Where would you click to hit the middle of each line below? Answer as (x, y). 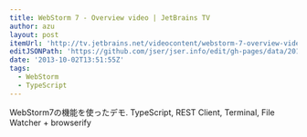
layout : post (34, 34)
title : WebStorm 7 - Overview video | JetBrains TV (110, 18)
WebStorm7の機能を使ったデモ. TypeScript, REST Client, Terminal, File (143, 112)
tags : (20, 69)
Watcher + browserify (50, 122)
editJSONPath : (37, 52)
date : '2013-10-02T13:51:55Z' (67, 60)
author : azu (32, 26)
